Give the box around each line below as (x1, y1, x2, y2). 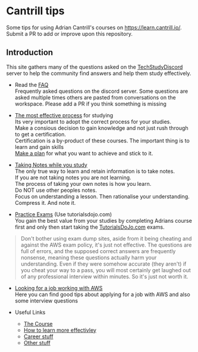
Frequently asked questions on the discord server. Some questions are (14, 88, 188, 95)
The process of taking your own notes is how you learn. (14, 180, 152, 187)
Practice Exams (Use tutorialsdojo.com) (14, 210, 112, 218)
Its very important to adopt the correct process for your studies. (14, 118, 171, 125)
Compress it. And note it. (14, 199, 76, 206)
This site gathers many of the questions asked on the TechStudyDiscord (6, 63, 183, 70)
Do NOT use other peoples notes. (14, 186, 97, 194)
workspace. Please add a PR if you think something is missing (14, 100, 166, 107)
